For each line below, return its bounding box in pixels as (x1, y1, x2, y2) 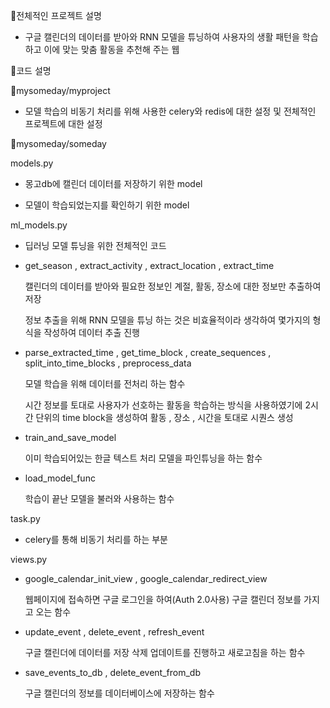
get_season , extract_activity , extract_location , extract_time (24, 260, 275, 271)
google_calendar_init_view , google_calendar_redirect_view (24, 573, 268, 584)
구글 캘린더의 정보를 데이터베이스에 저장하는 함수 (24, 687, 215, 699)
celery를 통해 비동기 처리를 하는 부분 (24, 534, 168, 545)
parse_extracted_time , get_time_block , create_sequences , (24, 347, 272, 358)
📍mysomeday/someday (10, 138, 107, 149)
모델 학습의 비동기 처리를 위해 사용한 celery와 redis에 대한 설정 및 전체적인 (24, 105, 317, 117)
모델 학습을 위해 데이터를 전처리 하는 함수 (24, 378, 186, 389)
